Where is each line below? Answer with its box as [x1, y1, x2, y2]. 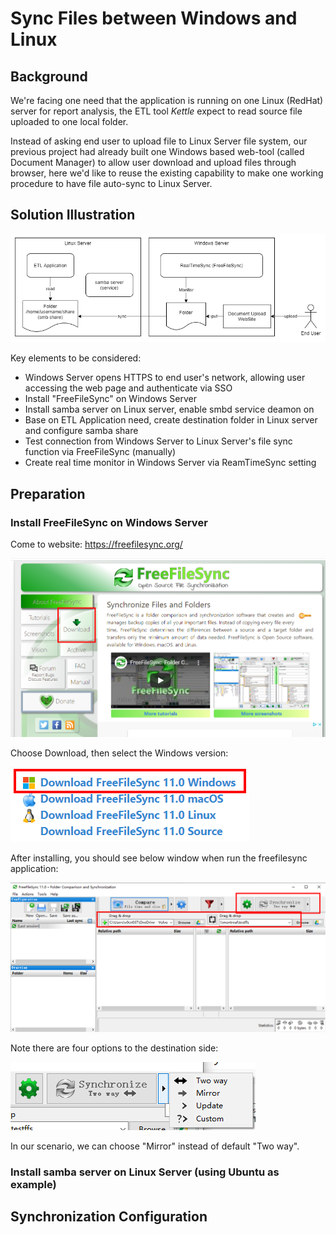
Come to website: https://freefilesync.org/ [10, 538, 183, 551]
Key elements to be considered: [10, 352, 142, 364]
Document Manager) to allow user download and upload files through [10, 157, 297, 168]
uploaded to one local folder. [10, 116, 129, 127]
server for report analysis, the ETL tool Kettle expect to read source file [10, 105, 303, 117]
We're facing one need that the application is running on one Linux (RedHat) [10, 95, 324, 106]
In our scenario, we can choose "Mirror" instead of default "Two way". [10, 1140, 300, 1152]
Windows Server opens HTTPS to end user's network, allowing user [24, 372, 306, 384]
